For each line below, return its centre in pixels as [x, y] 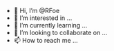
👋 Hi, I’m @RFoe [37, 11]
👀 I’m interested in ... [43, 18]
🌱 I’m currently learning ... [50, 25]
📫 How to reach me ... [46, 40]
